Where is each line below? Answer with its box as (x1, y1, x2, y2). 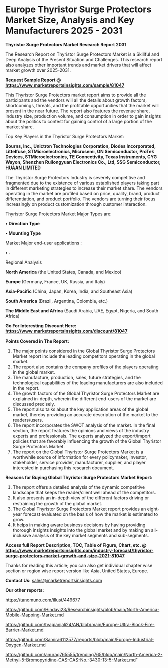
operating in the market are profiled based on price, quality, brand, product (5, 190, 160, 196)
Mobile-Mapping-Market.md (5, 612, 64, 618)
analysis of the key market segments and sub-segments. (32, 532, 149, 538)
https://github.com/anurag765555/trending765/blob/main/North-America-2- (5, 651, 163, 657)
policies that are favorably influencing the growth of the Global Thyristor (12, 438, 162, 444)
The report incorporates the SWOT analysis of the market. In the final (12, 422, 155, 428)
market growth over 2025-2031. (5, 67, 71, 73)
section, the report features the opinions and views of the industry (12, 427, 149, 433)
